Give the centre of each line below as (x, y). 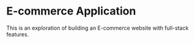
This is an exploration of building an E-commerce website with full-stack (97, 28)
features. (18, 34)
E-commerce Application (71, 11)
